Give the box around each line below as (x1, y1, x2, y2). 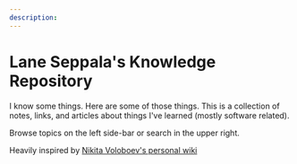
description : (9, 13, 58, 22)
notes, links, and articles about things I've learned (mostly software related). (9, 109, 290, 121)
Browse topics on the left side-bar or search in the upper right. (9, 127, 240, 138)
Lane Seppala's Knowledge (9, 51, 216, 72)
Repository (9, 71, 93, 91)
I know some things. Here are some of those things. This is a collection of (9, 100, 280, 111)
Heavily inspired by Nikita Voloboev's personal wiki (9, 144, 198, 155)
